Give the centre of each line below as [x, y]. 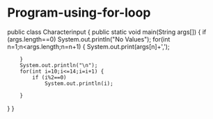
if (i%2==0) [50, 77]
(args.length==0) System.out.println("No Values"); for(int [89, 39]
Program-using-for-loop [79, 13]
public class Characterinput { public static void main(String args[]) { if [107, 32]
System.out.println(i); [79, 83]
